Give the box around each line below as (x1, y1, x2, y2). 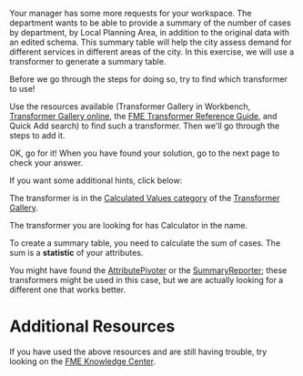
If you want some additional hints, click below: (9, 175, 183, 186)
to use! (9, 84, 35, 94)
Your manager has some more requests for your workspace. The (9, 8, 252, 18)
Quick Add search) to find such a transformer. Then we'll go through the (9, 120, 280, 131)
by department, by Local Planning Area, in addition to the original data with (9, 27, 289, 37)
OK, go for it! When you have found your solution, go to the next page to (9, 147, 280, 158)
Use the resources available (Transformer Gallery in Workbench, (9, 101, 251, 112)
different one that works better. (9, 284, 126, 295)
